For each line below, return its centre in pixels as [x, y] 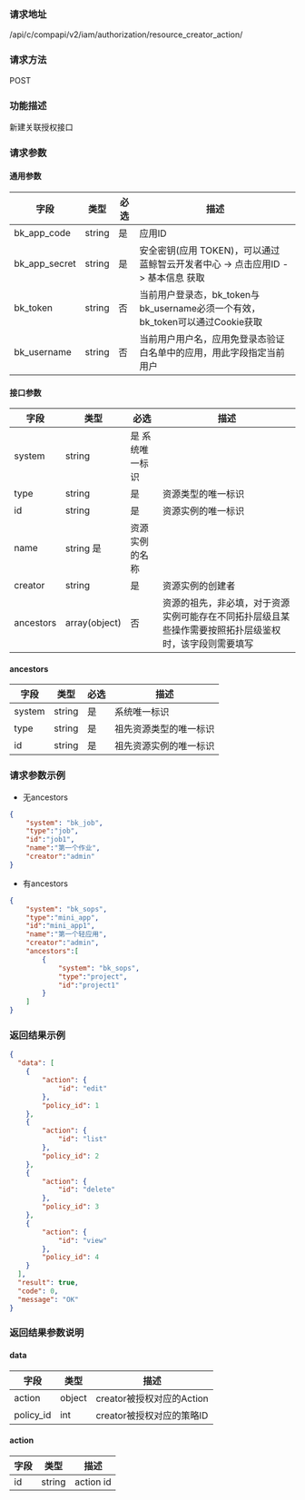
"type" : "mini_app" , [63, 918]
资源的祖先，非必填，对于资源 [226, 603]
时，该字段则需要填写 [208, 644]
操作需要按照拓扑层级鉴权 [226, 630]
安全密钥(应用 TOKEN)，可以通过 [210, 251]
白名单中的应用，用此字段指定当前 [212, 353]
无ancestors [45, 797]
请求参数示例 [38, 775]
